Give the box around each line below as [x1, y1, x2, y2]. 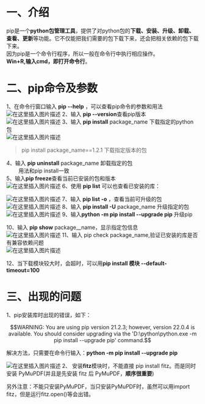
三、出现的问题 [6, 290, 82, 304]
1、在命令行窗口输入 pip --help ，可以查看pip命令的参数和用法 [6, 102, 163, 110]
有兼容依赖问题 [6, 239, 44, 246]
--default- [140, 260, 167, 267]
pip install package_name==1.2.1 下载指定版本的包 [21, 146, 148, 154]
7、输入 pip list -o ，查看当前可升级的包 [62, 195, 162, 203]
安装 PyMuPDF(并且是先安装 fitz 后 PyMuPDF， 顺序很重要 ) [6, 370, 154, 377]
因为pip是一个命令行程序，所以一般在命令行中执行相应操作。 [6, 50, 159, 57]
